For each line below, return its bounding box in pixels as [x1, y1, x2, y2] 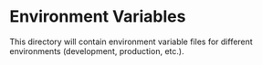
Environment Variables [9, 6, 186, 27]
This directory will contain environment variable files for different [9, 36, 253, 47]
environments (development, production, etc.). [9, 45, 184, 56]
